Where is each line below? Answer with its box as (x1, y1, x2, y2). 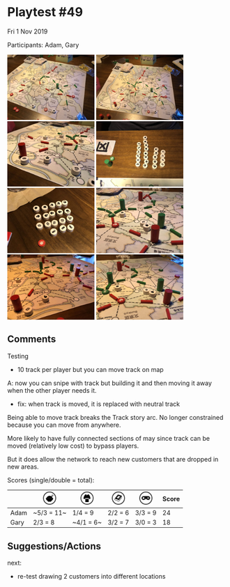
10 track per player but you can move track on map (17, 365, 164, 373)
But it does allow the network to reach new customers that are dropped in (7, 455, 219, 463)
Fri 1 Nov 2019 (7, 27, 48, 36)
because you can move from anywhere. (7, 421, 121, 429)
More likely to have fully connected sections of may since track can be (7, 434, 210, 442)
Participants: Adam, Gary (7, 40, 79, 49)
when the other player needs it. (7, 386, 97, 394)
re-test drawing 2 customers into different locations (17, 572, 166, 581)
